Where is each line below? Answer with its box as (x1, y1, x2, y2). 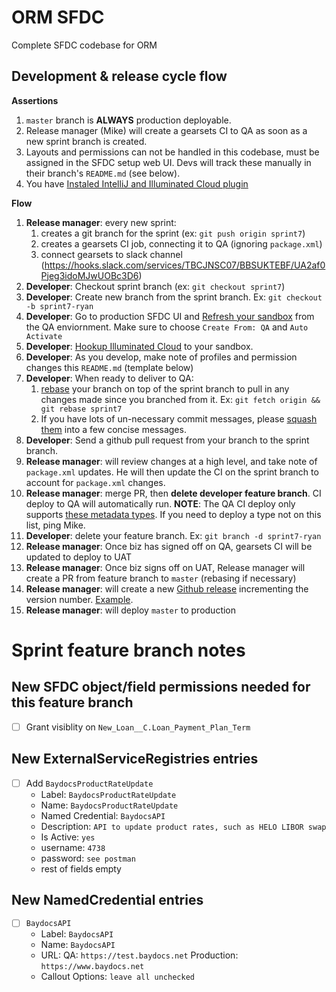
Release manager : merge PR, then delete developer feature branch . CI (25, 487, 322, 499)
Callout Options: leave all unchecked (40, 971, 195, 983)
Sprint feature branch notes (11, 639, 246, 661)
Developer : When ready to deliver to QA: (25, 372, 194, 384)
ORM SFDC (11, 6, 105, 29)
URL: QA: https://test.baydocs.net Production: (40, 949, 239, 961)
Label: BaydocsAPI (40, 928, 114, 940)
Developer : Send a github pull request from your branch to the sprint (25, 434, 310, 446)
